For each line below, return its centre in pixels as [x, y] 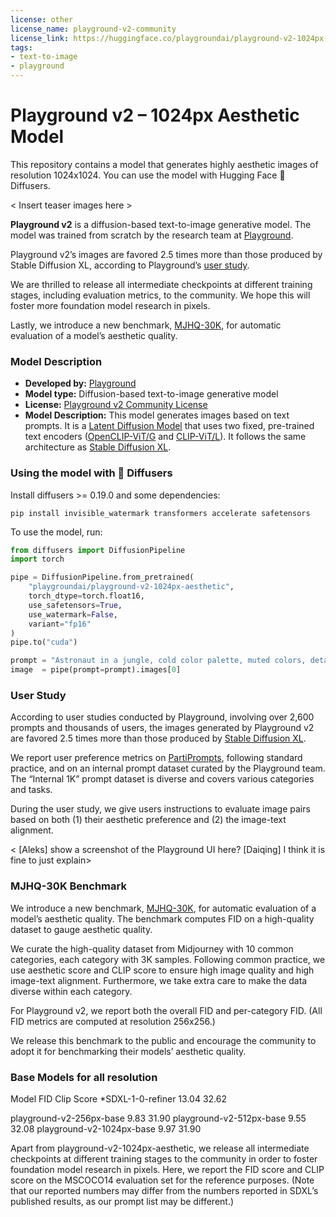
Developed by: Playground [80, 383]
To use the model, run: [56, 532]
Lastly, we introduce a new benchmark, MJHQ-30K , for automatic [146, 325]
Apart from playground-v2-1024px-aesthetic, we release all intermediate [160, 1148]
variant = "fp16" [60, 624]
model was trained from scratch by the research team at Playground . [152, 235]
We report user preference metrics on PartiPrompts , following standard [156, 758]
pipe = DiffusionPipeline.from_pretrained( [102, 577]
